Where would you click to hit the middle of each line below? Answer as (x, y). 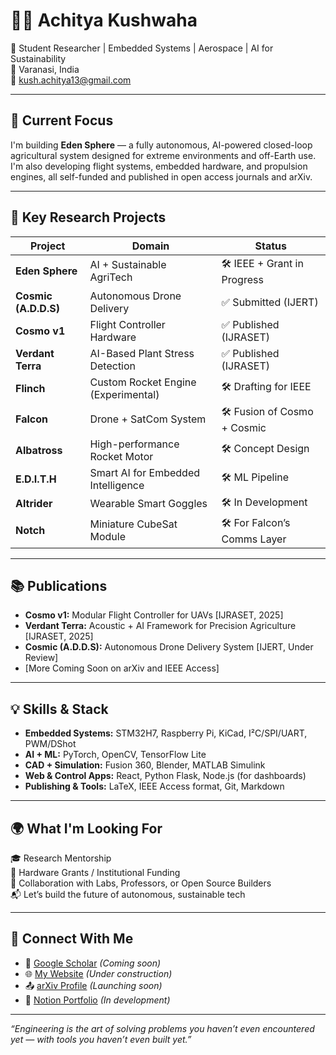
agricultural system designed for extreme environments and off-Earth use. (163, 155)
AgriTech (111, 277)
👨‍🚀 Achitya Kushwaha (104, 20)
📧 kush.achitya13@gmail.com (71, 80)
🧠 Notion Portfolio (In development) (97, 1000)
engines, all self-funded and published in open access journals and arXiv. (161, 176)
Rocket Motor (121, 456)
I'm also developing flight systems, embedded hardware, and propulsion (159, 166)
